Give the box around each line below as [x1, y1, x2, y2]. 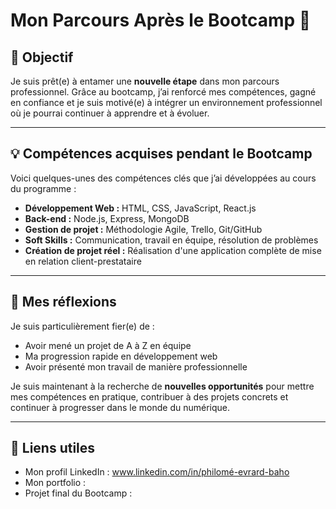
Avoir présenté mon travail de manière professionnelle [24, 360, 248, 373]
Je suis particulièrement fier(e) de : [10, 320, 155, 332]
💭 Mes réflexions [10, 294, 117, 311]
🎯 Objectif [10, 49, 74, 66]
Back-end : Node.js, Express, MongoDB [24, 212, 190, 224]
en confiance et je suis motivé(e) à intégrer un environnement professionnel [10, 97, 323, 108]
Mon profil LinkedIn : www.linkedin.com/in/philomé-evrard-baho [24, 466, 290, 478]
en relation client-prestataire [24, 255, 142, 267]
